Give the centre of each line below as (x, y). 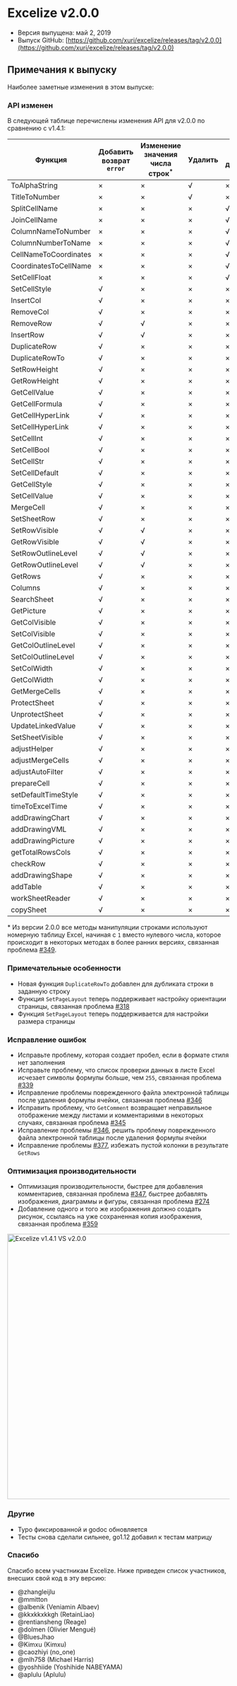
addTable (26, 887)
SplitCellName (35, 209)
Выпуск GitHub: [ (43, 40)
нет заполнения (41, 1062)
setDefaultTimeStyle (45, 795)
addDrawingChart (41, 818)
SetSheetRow (33, 519)
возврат (116, 161)
